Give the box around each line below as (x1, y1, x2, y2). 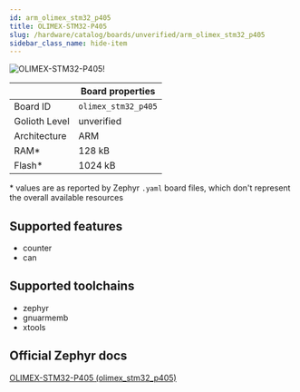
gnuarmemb (22, 312, 69, 323)
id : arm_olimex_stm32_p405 (9, 13, 111, 23)
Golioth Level (14, 115, 70, 128)
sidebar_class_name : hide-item (9, 38, 128, 48)
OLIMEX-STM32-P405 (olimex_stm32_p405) (9, 372, 177, 383)
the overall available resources (9, 192, 124, 203)
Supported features (9, 219, 123, 234)
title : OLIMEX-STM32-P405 (9, 22, 107, 31)
